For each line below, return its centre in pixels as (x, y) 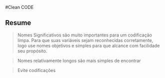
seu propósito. (32, 51)
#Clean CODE (19, 7)
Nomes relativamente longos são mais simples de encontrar (79, 60)
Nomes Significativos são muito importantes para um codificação (85, 35)
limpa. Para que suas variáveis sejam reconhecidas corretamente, (85, 40)
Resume (18, 23)
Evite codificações (36, 70)
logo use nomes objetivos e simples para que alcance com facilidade (88, 45)
